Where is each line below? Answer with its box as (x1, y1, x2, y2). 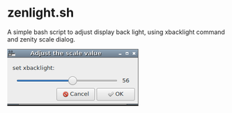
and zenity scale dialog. (7, 35, 75, 43)
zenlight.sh (7, 5, 75, 21)
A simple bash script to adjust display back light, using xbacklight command (7, 28, 225, 36)
